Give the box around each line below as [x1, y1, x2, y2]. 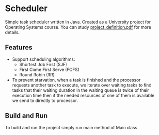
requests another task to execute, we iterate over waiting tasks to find [12, 82, 152, 88]
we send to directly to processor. [12, 98, 78, 103]
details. [5, 29, 20, 35]
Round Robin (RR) [19, 71, 55, 78]
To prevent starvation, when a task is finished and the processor [12, 77, 141, 83]
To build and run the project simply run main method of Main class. [5, 124, 139, 130]
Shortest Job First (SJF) [19, 61, 67, 67]
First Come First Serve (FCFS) [19, 67, 79, 72]
